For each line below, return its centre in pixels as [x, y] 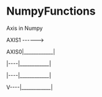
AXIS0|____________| [31, 52]
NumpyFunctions [51, 11]
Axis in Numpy [24, 28]
